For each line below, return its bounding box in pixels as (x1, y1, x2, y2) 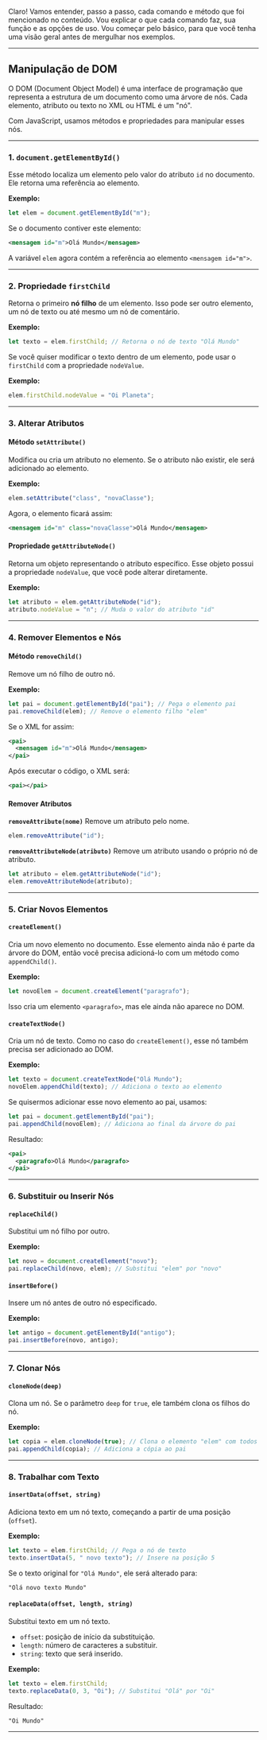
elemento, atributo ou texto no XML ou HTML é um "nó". (8, 100, 192, 110)
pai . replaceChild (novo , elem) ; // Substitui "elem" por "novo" (8, 1264, 222, 1273)
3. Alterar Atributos (8, 418, 85, 429)
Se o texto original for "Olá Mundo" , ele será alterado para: (8, 1568, 198, 1578)
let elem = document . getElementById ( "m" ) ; (8, 209, 151, 217)
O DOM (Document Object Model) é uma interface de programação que (8, 84, 243, 93)
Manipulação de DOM (8, 63, 118, 76)
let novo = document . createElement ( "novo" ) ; (8, 1257, 158, 1265)
